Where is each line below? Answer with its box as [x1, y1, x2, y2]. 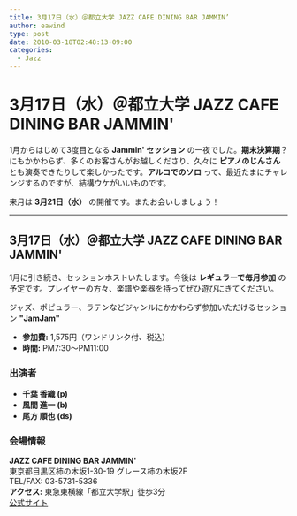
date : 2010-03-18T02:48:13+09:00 [9, 37, 133, 47]
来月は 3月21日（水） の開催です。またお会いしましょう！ [9, 196, 220, 207]
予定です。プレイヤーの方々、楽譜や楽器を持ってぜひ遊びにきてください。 [9, 283, 279, 293]
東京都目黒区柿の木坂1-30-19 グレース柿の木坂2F [9, 466, 188, 477]
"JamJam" [19, 313, 60, 323]
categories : [9, 46, 53, 55]
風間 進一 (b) [21, 399, 68, 411]
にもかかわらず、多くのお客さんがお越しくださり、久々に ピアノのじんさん [9, 156, 281, 166]
